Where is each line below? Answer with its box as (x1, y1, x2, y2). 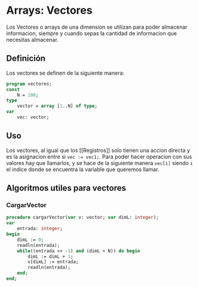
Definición (6, 53, 46, 63)
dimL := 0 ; (17, 237, 44, 243)
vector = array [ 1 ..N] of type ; (17, 103, 97, 109)
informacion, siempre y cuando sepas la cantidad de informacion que (6, 29, 177, 36)
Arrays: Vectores (6, 4, 93, 17)
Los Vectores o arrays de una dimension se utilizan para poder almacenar (6, 23, 188, 30)
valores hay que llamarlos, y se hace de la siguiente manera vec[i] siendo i (6, 159, 193, 166)
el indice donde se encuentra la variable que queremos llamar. (6, 166, 160, 173)
